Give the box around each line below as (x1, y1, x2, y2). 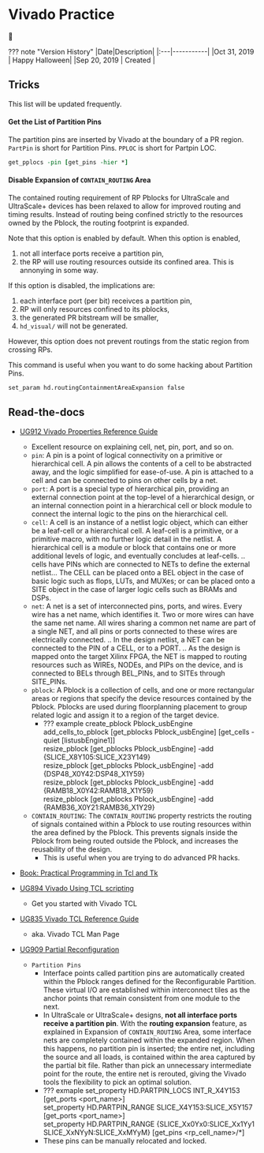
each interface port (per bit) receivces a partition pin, (19, 296, 192, 305)
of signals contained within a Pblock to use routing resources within (31, 819, 252, 829)
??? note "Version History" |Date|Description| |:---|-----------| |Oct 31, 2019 (8, 47, 255, 56)
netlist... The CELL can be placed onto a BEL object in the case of (31, 567, 244, 577)
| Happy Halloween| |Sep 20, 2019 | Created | (8, 55, 155, 65)
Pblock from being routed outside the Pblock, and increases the (31, 836, 239, 845)
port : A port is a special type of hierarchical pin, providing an (31, 484, 229, 493)
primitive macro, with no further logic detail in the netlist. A (31, 534, 222, 544)
